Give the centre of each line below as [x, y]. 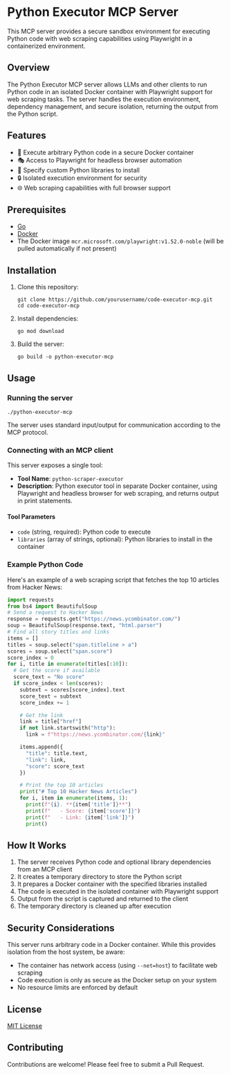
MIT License [25, 1026]
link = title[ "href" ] [50, 722]
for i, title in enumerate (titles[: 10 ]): [68, 664]
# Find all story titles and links [58, 632]
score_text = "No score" [49, 677]
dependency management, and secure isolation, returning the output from [113, 106]
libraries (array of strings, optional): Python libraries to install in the [115, 539]
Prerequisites [37, 209]
